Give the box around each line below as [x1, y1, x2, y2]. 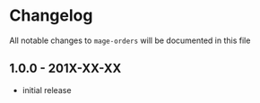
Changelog [9, 5, 93, 26]
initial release [22, 84, 72, 95]
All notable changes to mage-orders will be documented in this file [9, 35, 251, 46]
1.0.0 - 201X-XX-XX [9, 61, 122, 76]
